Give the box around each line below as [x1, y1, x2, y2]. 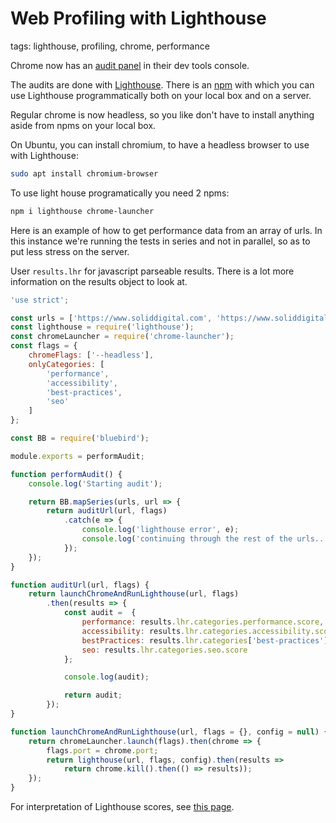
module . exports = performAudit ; [10, 451, 145, 461]
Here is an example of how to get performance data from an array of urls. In [10, 224, 323, 236]
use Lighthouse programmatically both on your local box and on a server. [10, 89, 312, 101]
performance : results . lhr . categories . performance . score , [81, 617, 325, 627]
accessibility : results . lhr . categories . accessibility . [81, 626, 315, 636]
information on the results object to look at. [10, 275, 188, 287]
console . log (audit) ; [63, 672, 150, 682]
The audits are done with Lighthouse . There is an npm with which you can [10, 78, 315, 91]
